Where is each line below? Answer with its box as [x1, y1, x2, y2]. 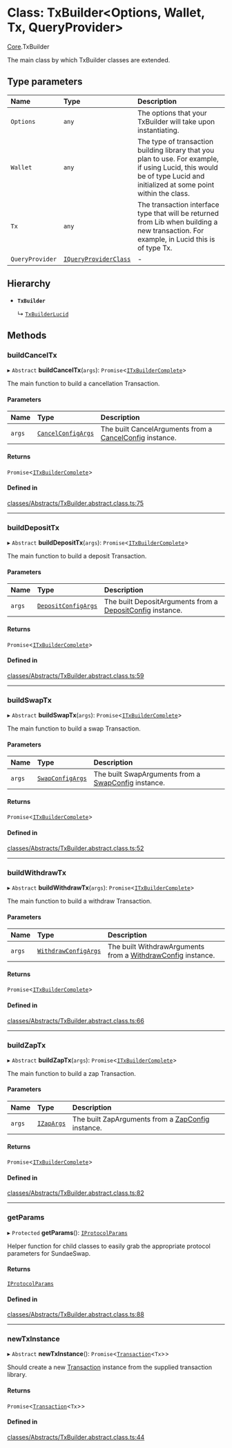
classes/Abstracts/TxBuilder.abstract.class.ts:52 [7, 844, 144, 852]
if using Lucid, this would [137, 163, 219, 172]
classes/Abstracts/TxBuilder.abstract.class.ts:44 [7, 1433, 145, 1441]
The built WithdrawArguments [107, 942, 205, 952]
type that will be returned [137, 208, 220, 218]
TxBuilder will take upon [137, 116, 215, 126]
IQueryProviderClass [63, 255, 131, 263]
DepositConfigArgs [37, 602, 98, 610]
